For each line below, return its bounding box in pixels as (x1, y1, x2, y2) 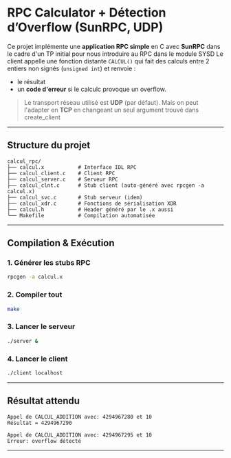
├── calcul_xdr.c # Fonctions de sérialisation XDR (7, 200, 177, 207)
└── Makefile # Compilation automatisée (7, 212, 155, 219)
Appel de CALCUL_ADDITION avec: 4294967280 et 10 (7, 413, 153, 420)
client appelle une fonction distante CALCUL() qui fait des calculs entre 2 (7, 57, 210, 65)
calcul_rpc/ (7, 157, 41, 165)
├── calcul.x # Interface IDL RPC (7, 163, 137, 170)
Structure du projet (7, 139, 91, 151)
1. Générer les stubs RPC (7, 258, 91, 268)
